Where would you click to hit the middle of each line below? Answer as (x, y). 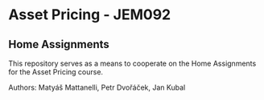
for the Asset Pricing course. (56, 72)
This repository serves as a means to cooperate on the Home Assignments (132, 63)
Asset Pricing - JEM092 (90, 15)
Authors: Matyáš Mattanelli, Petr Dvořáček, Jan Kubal (97, 87)
